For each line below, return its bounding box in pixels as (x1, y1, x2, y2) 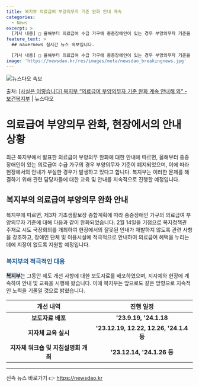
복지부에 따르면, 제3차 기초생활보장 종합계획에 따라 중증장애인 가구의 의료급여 (6, 212, 185, 219)
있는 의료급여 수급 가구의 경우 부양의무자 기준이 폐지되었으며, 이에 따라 (26, 161, 190, 168)
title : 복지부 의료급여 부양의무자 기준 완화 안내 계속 (6, 8, 122, 15)
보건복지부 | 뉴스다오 (6, 95, 54, 102)
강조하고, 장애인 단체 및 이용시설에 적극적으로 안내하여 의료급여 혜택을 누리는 (12, 234, 190, 241)
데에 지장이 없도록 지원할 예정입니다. (6, 241, 90, 248)
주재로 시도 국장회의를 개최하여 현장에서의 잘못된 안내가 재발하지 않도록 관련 (6, 226, 182, 234)
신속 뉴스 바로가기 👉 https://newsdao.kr (6, 374, 103, 381)
